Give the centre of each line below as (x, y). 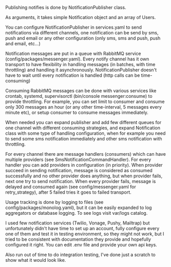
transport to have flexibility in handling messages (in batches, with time (80, 64)
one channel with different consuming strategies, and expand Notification (83, 128)
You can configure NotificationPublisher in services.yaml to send (74, 27)
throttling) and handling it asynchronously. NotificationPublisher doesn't (81, 70)
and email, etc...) (23, 44)
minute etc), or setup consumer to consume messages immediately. (77, 112)
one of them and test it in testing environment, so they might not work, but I (85, 234)
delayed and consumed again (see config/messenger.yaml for (71, 187)
